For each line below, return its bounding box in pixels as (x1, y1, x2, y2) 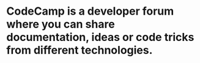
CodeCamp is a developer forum (6, 4, 174, 18)
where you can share (6, 17, 115, 31)
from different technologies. (6, 43, 153, 57)
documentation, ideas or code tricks (6, 31, 194, 44)
